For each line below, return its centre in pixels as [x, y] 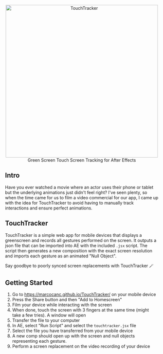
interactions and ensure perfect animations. [49, 208]
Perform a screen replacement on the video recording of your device [81, 346]
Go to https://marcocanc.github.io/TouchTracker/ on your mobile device [84, 294]
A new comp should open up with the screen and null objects [73, 336]
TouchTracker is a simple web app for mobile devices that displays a [73, 235]
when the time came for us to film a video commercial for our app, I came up [82, 197]
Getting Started [29, 283]
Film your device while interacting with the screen [62, 305]
